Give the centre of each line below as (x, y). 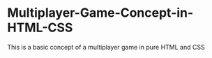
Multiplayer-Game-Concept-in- (100, 13)
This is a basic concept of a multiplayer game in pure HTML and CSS (106, 47)
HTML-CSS (40, 28)
